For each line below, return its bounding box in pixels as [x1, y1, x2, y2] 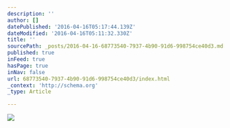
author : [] [7, 17, 39, 24]
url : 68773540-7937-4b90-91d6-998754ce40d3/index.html [7, 75, 171, 83]
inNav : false [7, 69, 45, 76]
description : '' [7, 10, 55, 17]
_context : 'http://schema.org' [7, 82, 99, 89]
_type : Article [7, 88, 52, 95]
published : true [7, 50, 55, 57]
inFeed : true [7, 56, 45, 63]
